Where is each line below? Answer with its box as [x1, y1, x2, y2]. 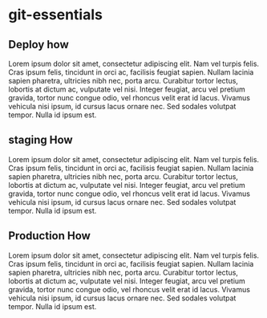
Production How [8, 229, 91, 243]
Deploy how [8, 38, 70, 51]
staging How [8, 133, 74, 147]
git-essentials [8, 6, 103, 24]
